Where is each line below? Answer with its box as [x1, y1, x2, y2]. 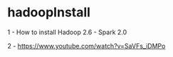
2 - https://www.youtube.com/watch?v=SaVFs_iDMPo [7, 41, 166, 50]
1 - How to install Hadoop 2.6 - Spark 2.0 [7, 28, 127, 36]
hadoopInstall [7, 4, 91, 21]
